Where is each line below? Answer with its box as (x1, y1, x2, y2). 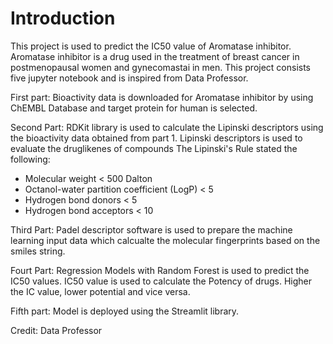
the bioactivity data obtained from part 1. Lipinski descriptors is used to (10, 132, 303, 144)
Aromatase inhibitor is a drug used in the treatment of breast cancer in (10, 50, 300, 62)
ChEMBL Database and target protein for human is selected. (10, 102, 258, 114)
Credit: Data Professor (10, 324, 103, 336)
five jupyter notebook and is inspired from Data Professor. (10, 72, 249, 84)
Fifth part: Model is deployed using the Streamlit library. (10, 305, 240, 317)
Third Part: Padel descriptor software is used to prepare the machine (10, 223, 293, 236)
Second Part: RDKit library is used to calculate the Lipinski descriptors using (10, 121, 324, 133)
